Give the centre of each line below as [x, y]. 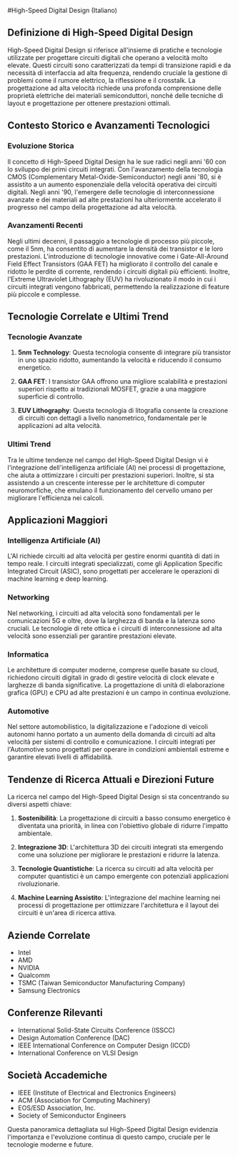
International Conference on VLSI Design [78, 1052]
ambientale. [35, 833]
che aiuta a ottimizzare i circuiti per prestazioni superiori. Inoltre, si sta [111, 475]
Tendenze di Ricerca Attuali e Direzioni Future [111, 779]
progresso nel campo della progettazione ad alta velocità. [92, 207]
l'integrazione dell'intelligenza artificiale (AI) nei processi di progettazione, [117, 467]
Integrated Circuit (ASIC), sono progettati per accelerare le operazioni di [113, 572]
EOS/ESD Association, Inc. [57, 1107]
